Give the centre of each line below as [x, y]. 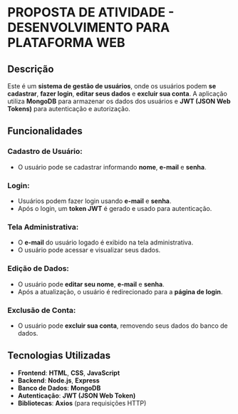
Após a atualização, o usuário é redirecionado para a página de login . [120, 291]
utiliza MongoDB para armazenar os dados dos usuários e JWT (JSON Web [119, 101]
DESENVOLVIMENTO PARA [89, 27]
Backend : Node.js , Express [58, 380]
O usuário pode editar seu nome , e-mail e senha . [91, 284]
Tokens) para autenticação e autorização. [69, 109]
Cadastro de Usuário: [45, 152]
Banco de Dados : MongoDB [59, 388]
